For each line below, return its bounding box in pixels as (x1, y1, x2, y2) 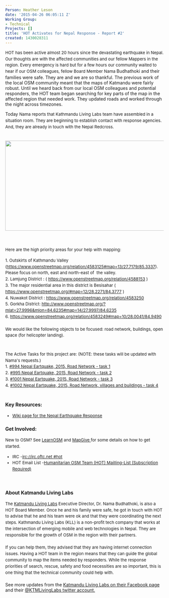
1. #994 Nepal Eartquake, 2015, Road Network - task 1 (5, 364, 111, 369)
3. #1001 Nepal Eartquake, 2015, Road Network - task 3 (5, 376, 113, 382)
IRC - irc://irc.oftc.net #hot (12, 454, 63, 460)
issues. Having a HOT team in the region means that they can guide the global (5, 551, 157, 557)
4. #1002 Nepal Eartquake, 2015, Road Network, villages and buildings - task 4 (5, 382, 158, 388)
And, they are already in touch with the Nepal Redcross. (5, 124, 114, 129)
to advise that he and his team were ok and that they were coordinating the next (5, 513, 161, 519)
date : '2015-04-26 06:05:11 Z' (5, 12, 71, 17)
